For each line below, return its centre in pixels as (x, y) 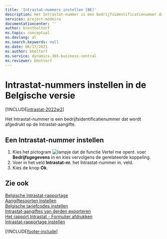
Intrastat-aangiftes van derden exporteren (48, 211)
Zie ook (17, 184)
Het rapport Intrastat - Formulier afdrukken (49, 216)
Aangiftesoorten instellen (31, 200)
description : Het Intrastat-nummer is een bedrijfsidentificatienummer (81, 14)
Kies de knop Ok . (30, 168)
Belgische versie (40, 96)
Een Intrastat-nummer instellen (55, 140)
